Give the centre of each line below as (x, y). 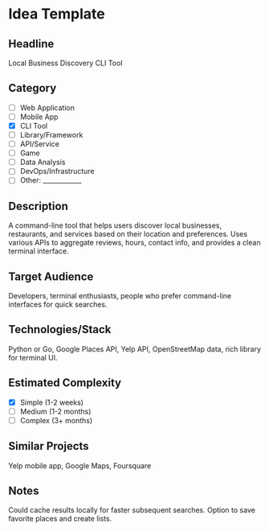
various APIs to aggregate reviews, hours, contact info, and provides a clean (134, 243)
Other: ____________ (51, 180)
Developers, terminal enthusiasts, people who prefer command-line (120, 296)
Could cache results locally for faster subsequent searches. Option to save (132, 510)
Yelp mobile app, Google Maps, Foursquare (80, 465)
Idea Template (57, 14)
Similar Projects (49, 446)
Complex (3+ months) (56, 420)
